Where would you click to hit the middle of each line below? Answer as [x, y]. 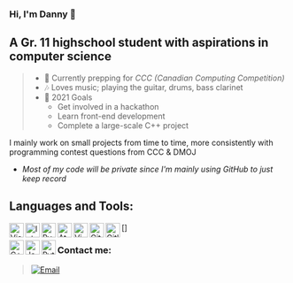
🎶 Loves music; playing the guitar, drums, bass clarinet [143, 87]
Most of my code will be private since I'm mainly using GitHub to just [147, 169]
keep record [44, 178]
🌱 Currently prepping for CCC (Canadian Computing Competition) [164, 78]
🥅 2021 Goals [68, 97]
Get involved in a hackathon [108, 106]
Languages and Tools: [72, 207]
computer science [61, 57]
